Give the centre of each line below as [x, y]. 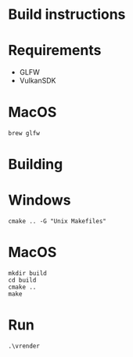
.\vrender [24, 346]
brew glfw [24, 134]
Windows [40, 200]
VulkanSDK [38, 81]
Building [36, 165]
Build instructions [67, 15]
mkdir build [27, 274]
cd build [22, 281]
